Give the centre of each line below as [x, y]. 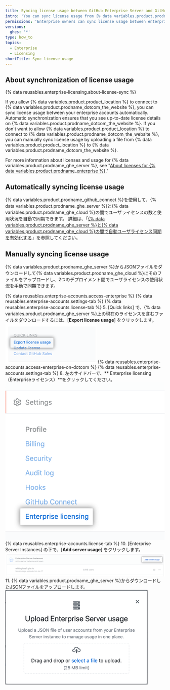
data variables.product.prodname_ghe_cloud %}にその [101, 273]
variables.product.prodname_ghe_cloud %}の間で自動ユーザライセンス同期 [83, 232]
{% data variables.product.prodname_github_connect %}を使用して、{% [81, 200]
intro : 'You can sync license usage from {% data [59, 16]
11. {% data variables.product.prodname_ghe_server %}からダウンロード [81, 581]
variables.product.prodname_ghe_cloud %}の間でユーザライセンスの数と [81, 212]
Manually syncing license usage [57, 254]
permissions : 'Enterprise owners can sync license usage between [75, 21]
